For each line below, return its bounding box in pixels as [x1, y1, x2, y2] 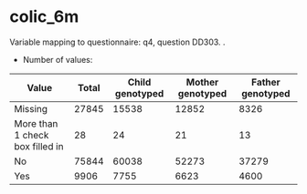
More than [14, 117, 58, 129]
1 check [14, 128, 49, 141]
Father [250, 76, 281, 88]
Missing [14, 102, 48, 115]
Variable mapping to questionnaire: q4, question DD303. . [9, 36, 226, 47]
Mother [185, 76, 219, 88]
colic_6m [9, 6, 79, 27]
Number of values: [22, 54, 93, 65]
